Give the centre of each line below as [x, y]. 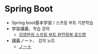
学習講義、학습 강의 [31, 28]
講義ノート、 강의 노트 [33, 40]
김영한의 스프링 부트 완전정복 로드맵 [52, 34]
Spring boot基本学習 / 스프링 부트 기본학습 [52, 22]
